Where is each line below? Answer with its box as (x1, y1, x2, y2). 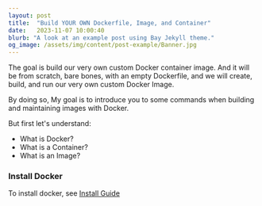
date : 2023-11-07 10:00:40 (8, 26, 105, 34)
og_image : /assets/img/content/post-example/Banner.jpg (8, 41, 197, 49)
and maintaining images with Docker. (8, 104, 129, 113)
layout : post (8, 11, 52, 20)
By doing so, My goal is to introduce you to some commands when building (8, 95, 255, 105)
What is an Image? (19, 151, 81, 161)
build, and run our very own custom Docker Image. (8, 80, 175, 90)
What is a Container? (19, 143, 89, 152)
